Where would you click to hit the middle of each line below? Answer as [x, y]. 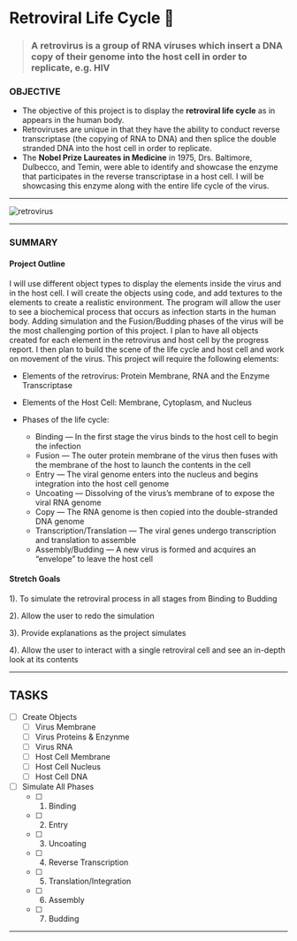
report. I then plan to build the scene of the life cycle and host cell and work [147, 349]
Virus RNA [54, 746]
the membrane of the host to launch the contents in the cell [143, 464]
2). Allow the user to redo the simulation [82, 616]
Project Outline [38, 264]
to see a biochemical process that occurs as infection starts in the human [143, 311]
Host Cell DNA [61, 777]
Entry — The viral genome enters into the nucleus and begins [147, 474]
